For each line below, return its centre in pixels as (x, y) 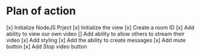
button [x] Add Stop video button (47, 46)
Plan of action (41, 11)
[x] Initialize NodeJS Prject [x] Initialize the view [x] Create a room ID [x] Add (100, 27)
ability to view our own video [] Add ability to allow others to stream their (96, 33)
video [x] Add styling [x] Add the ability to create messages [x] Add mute (96, 40)
